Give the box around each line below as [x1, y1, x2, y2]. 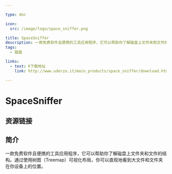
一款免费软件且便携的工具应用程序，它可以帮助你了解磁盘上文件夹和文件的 [5, 150, 162, 157]
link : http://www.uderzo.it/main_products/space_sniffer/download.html [14, 68, 170, 73]
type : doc [5, 12, 27, 17]
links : [5, 59, 19, 64]
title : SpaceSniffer [5, 35, 50, 41]
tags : [5, 45, 17, 50]
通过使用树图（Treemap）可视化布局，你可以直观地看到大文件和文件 [14, 157, 159, 163]
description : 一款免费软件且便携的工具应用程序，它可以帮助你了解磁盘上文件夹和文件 [5, 40, 165, 45]
